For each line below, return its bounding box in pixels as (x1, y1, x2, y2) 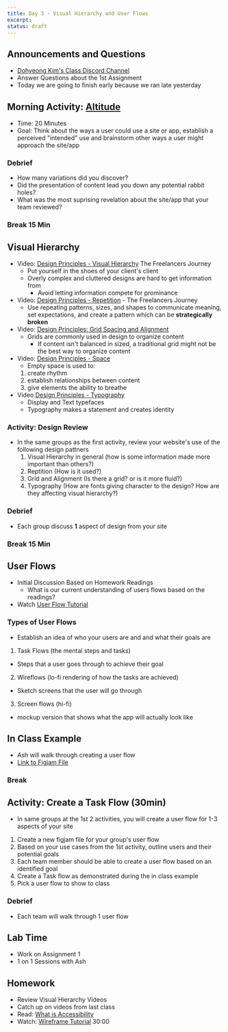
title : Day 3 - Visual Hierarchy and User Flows (7, 10, 149, 17)
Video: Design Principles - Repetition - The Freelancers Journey (16, 296, 198, 304)
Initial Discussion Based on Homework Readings (16, 578, 153, 587)
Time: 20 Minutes (16, 119, 67, 127)
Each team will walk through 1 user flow (16, 912, 129, 920)
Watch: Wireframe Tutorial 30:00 (16, 1018, 110, 1026)
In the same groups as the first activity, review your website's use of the (16, 438, 220, 446)
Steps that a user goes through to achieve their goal (16, 660, 164, 668)
